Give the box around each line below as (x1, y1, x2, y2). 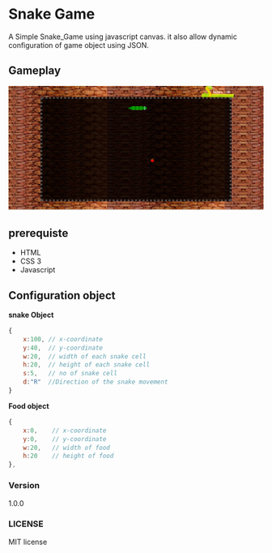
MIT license (8, 537, 48, 547)
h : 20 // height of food (23, 452, 114, 461)
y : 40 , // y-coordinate (23, 344, 104, 352)
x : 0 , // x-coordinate (23, 427, 107, 435)
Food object (8, 401, 50, 410)
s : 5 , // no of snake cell (23, 370, 117, 378)
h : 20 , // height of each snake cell (23, 361, 151, 369)
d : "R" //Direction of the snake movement (23, 378, 168, 386)
